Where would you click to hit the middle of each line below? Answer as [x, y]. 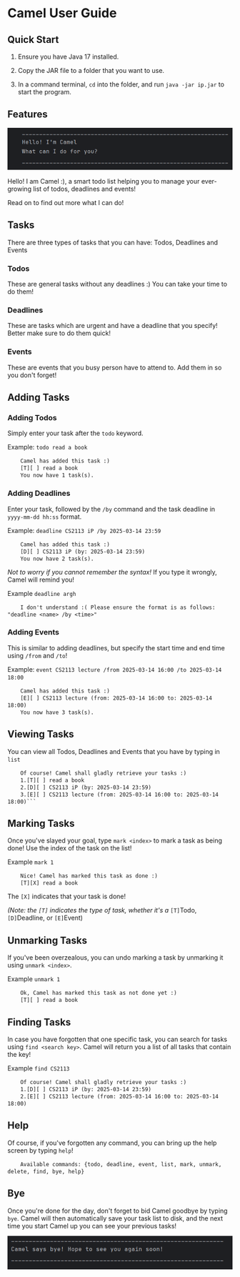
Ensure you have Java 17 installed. [68, 56]
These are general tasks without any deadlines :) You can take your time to [117, 284]
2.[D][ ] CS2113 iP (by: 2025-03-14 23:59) [86, 787]
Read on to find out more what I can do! [66, 202]
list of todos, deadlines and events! [85, 189]
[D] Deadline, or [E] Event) [45, 918]
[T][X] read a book [49, 883]
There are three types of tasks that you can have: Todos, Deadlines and [113, 242]
